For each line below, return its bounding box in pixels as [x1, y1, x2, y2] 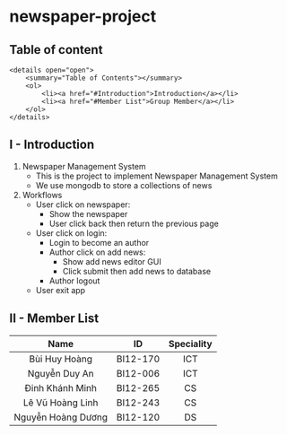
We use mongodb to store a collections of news [35, 179, 213, 190]
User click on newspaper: [35, 199, 131, 210]
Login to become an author [48, 237, 150, 248]
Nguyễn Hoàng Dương [13, 411, 108, 423]
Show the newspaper [48, 208, 128, 219]
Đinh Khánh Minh [24, 381, 97, 394]
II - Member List [9, 311, 100, 326]
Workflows [22, 189, 63, 200]
